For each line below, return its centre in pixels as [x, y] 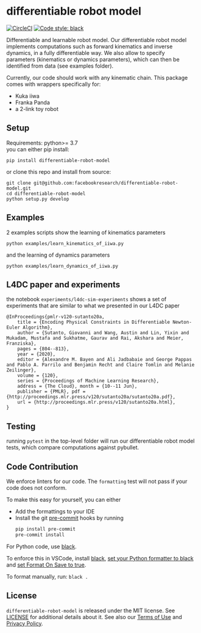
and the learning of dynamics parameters [58, 255]
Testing [21, 426]
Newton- [182, 322]
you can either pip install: [38, 149]
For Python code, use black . [42, 546]
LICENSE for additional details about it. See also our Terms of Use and [94, 617]
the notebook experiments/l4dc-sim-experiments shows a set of [86, 299]
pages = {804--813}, [43, 349]
